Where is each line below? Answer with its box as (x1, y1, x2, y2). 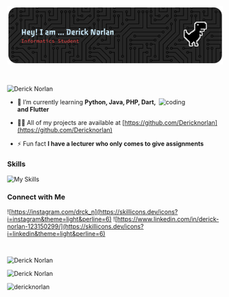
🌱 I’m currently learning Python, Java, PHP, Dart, (16, 98, 156, 106)
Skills (7, 159, 26, 169)
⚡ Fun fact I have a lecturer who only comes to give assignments (16, 140, 204, 148)
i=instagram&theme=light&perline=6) (7, 215, 112, 224)
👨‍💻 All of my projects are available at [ (16, 119, 125, 127)
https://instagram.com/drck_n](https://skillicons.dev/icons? (11, 208, 178, 216)
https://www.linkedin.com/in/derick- (117, 215, 219, 224)
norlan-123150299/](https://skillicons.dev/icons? (7, 222, 144, 230)
